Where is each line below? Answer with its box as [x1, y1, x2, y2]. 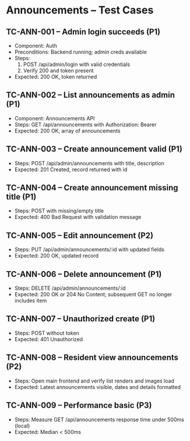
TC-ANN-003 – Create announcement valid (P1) [6, 144, 182, 154]
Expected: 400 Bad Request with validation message [14, 214, 142, 221]
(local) [14, 422, 30, 429]
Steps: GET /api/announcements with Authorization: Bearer [14, 121, 157, 128]
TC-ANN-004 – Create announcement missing [6, 183, 178, 193]
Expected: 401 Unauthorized [14, 335, 83, 342]
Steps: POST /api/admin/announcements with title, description [14, 159, 164, 166]
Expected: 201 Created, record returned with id [14, 166, 128, 173]
